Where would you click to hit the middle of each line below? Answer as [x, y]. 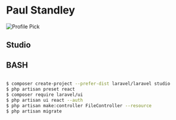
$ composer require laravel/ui [45, 95]
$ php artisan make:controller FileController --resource [79, 106]
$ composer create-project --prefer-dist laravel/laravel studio [88, 84]
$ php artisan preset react [41, 89]
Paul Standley [41, 10]
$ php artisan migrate [34, 111]
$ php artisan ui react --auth [45, 100]
